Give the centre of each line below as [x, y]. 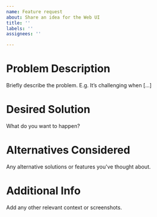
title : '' [19, 23]
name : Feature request [34, 12]
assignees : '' [24, 34]
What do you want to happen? [43, 126]
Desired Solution [48, 110]
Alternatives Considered [68, 150]
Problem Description [58, 69]
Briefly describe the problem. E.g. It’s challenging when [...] [79, 85]
